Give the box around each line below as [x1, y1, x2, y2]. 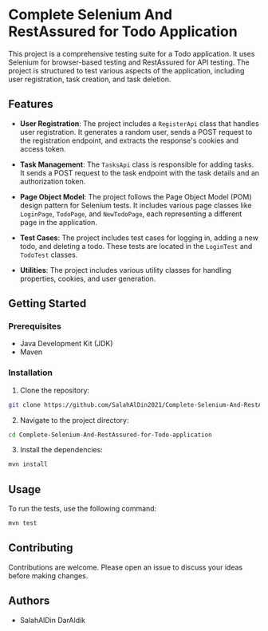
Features [8, 97, 53, 111]
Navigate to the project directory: [19, 415, 129, 424]
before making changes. [8, 570, 89, 580]
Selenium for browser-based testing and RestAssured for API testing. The [8, 57, 250, 67]
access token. [19, 144, 66, 153]
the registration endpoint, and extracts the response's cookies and [19, 136, 239, 145]
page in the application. [19, 217, 98, 227]
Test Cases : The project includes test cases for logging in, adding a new [19, 233, 259, 243]
